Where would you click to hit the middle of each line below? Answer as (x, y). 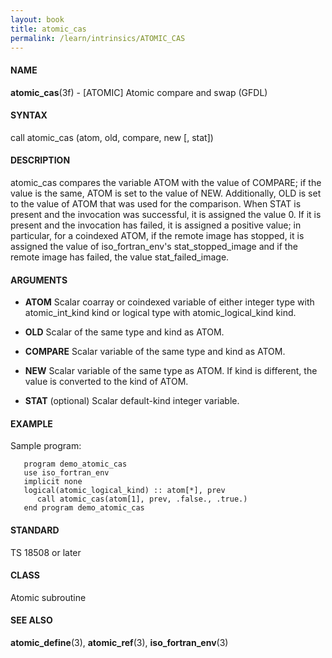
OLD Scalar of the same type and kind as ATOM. (124, 332)
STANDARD (35, 530)
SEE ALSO (31, 620)
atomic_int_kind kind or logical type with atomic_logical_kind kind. (160, 313)
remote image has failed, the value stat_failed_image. (120, 257)
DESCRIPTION (40, 160)
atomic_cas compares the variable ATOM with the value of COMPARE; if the (166, 182)
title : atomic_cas (48, 29)
